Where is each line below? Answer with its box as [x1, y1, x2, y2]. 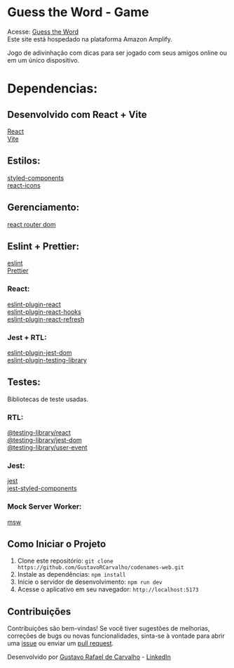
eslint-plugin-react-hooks [7, 307, 82, 316]
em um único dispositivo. [7, 55, 80, 64]
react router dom [7, 220, 56, 228]
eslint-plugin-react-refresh [7, 315, 85, 323]
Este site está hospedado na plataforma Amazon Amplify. [7, 34, 173, 43]
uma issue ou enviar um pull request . [7, 639, 114, 648]
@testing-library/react [7, 428, 71, 437]
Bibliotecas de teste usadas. [7, 395, 89, 403]
